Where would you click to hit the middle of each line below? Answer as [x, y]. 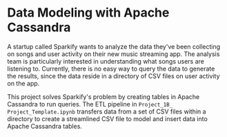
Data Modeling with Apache [88, 13]
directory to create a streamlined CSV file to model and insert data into [108, 118]
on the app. [23, 83]
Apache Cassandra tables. [45, 126]
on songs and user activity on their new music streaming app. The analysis [113, 54]
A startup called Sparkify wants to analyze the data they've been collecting [114, 46]
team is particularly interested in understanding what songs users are [106, 61]
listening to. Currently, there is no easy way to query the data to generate [111, 68]
